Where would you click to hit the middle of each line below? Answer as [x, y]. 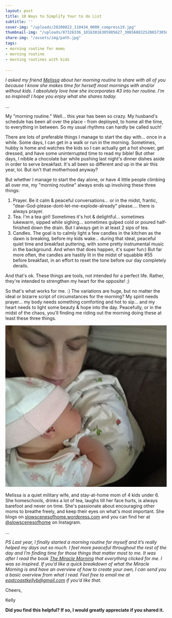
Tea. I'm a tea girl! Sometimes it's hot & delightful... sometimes [78, 217]
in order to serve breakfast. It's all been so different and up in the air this [81, 164]
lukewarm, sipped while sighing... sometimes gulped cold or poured [84, 222]
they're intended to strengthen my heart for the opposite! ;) [68, 281]
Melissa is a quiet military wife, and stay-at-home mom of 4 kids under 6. [82, 495]
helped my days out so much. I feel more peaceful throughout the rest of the [86, 548]
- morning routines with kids [38, 59]
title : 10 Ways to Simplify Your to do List [53, 16]
